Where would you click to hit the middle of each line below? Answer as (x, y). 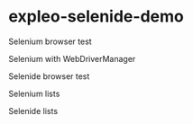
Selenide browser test (49, 76)
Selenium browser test (50, 41)
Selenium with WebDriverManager (72, 58)
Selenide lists (33, 111)
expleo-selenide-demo (96, 17)
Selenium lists (34, 93)
